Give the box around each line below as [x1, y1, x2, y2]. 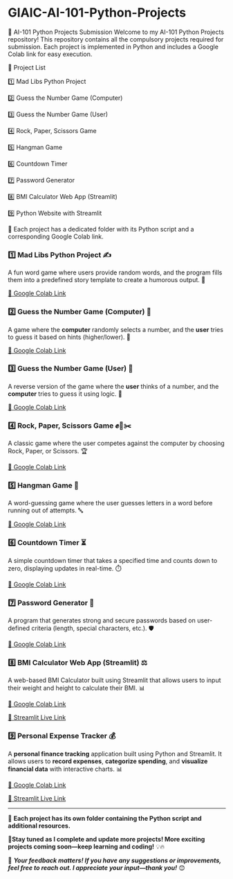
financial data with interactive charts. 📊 [8, 765, 123, 773]
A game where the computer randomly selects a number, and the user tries [8, 325, 224, 333]
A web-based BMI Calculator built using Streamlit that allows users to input [8, 676, 221, 684]
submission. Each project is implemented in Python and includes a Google [8, 42, 218, 51]
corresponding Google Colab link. [8, 232, 104, 241]
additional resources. [8, 821, 71, 830]
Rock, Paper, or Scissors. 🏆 [8, 447, 88, 455]
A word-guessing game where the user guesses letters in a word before [8, 499, 213, 507]
